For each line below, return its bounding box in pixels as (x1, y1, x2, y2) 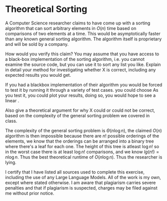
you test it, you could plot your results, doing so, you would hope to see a (5, 92, 156, 98)
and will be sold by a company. (5, 41, 69, 47)
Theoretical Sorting (5, 3, 87, 15)
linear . (5, 97, 19, 103)
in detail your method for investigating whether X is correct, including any (5, 66, 156, 73)
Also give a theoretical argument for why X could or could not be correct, (5, 107, 156, 113)
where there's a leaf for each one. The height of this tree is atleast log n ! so (5, 143, 160, 149)
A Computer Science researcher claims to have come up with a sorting (5, 20, 151, 26)
